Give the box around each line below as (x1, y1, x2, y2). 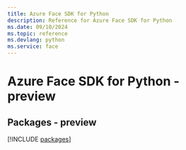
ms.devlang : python (7, 37, 65, 44)
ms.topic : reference (7, 30, 69, 37)
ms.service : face (7, 43, 59, 50)
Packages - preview (7, 116, 97, 128)
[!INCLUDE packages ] (7, 135, 71, 143)
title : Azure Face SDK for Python (7, 10, 110, 18)
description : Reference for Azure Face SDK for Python (7, 17, 173, 24)
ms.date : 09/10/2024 (7, 23, 69, 30)
